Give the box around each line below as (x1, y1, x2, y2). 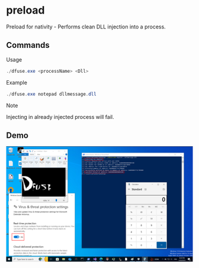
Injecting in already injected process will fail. (6, 113, 114, 120)
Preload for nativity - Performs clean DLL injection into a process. (6, 23, 166, 30)
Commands (6, 40, 50, 50)
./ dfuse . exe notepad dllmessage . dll (6, 91, 97, 97)
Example (6, 79, 28, 86)
